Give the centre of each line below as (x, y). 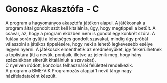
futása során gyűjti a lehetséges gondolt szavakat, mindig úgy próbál (77, 39)
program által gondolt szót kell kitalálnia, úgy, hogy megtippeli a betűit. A (80, 28)
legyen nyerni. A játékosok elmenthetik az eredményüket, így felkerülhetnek (84, 49)
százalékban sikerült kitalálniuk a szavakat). (51, 60)
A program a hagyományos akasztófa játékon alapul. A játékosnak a (75, 23)
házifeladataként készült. (31, 76)
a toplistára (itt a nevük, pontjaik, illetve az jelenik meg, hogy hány (73, 55)
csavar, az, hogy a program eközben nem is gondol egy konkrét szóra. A (80, 33)
